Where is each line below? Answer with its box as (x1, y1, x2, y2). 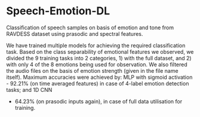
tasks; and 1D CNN (6, 86, 53, 93)
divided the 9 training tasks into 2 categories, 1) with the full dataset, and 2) (6, 54, 192, 61)
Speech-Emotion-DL (6, 4, 110, 18)
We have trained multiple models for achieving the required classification (6, 42, 186, 49)
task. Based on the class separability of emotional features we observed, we (6, 48, 194, 55)
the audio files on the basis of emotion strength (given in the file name (6, 67, 179, 74)
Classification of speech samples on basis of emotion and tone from (6, 24, 174, 31)
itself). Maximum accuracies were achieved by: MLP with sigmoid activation (6, 73, 193, 81)
